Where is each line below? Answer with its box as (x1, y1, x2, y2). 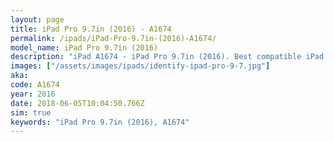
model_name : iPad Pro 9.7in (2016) (10, 42, 159, 53)
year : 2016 (10, 89, 56, 99)
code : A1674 (10, 80, 60, 90)
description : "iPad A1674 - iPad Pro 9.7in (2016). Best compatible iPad (10, 52, 325, 62)
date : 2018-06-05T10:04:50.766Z (10, 98, 145, 108)
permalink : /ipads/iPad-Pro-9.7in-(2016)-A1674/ (10, 33, 217, 43)
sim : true (10, 107, 52, 118)
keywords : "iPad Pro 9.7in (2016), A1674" (10, 117, 190, 127)
